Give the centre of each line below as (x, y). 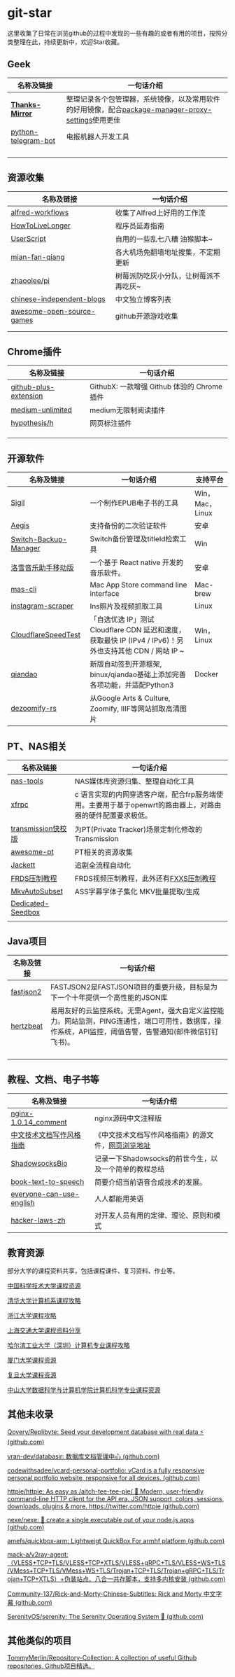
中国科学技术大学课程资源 (44, 1286)
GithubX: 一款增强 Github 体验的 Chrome (156, 387)
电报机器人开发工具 (98, 137)
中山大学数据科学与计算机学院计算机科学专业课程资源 (84, 1390)
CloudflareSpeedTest (45, 635)
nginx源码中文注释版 (128, 1118)
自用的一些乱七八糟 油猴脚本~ (164, 239)
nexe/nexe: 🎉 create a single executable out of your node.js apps (101, 1520)
